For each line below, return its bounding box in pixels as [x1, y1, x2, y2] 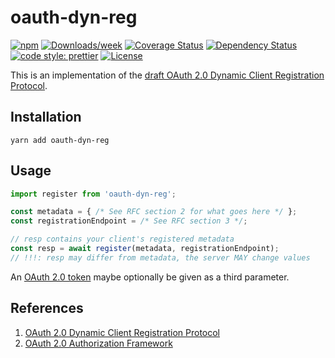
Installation [10, 109, 82, 126]
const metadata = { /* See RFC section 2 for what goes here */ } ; [10, 207, 298, 217]
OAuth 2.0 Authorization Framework [24, 337, 173, 349]
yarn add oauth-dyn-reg [10, 135, 110, 145]
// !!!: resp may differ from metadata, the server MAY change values [10, 252, 311, 263]
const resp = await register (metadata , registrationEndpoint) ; [10, 244, 280, 254]
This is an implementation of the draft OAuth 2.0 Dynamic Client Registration [10, 69, 325, 81]
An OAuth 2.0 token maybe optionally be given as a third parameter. [10, 271, 290, 283]
